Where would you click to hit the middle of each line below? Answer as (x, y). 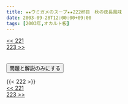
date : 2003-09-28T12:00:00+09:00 (49, 18)
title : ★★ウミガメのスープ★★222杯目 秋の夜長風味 (64, 12)
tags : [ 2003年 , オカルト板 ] (38, 23)
